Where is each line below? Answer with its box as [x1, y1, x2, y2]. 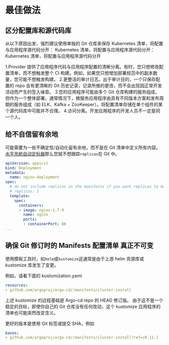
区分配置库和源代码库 [5, 26, 71, 35]
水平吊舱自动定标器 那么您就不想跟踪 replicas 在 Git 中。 [5, 150, 120, 156]
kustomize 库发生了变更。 [5, 262, 59, 268]
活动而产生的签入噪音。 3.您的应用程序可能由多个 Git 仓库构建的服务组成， [5, 89, 160, 95]
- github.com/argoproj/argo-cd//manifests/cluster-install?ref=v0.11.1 [5, 335, 158, 340]
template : [10, 193, 30, 199]
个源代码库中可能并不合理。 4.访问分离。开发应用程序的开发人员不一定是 [5, 108, 156, 114]
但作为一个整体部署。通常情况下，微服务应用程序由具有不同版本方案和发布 [5, 95, 159, 101]
